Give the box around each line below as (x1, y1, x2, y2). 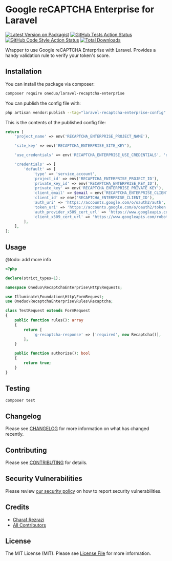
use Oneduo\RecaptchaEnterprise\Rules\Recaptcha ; (5, 299, 114, 304)
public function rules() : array (14, 318, 83, 323)
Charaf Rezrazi (12, 516, 45, 523)
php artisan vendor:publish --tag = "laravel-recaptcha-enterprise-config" (5, 110, 166, 115)
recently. (5, 431, 24, 437)
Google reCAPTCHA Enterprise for (5, 4, 155, 15)
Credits (5, 503, 30, 512)
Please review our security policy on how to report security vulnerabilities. (5, 488, 162, 494)
